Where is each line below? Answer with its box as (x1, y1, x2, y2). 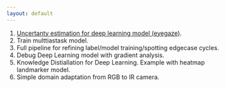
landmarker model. (16, 65, 70, 74)
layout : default (6, 10, 53, 17)
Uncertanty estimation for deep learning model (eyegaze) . (16, 29, 182, 37)
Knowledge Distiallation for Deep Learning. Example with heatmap (16, 58, 205, 66)
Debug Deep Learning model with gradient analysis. (16, 51, 164, 59)
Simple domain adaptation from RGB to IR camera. (16, 73, 160, 81)
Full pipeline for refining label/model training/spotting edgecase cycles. (16, 43, 219, 52)
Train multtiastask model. (16, 36, 89, 45)
